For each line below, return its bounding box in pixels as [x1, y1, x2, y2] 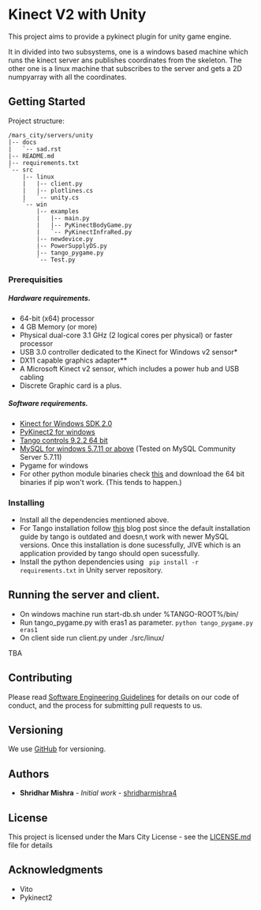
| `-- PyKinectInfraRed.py [36, 227, 132, 236]
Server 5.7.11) [19, 452, 62, 461]
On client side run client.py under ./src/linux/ [19, 633, 165, 642]
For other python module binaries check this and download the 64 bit [19, 468, 245, 479]
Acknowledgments [8, 863, 104, 877]
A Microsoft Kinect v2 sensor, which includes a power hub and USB [19, 363, 240, 373]
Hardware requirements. [8, 294, 91, 303]
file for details [8, 840, 53, 850]
